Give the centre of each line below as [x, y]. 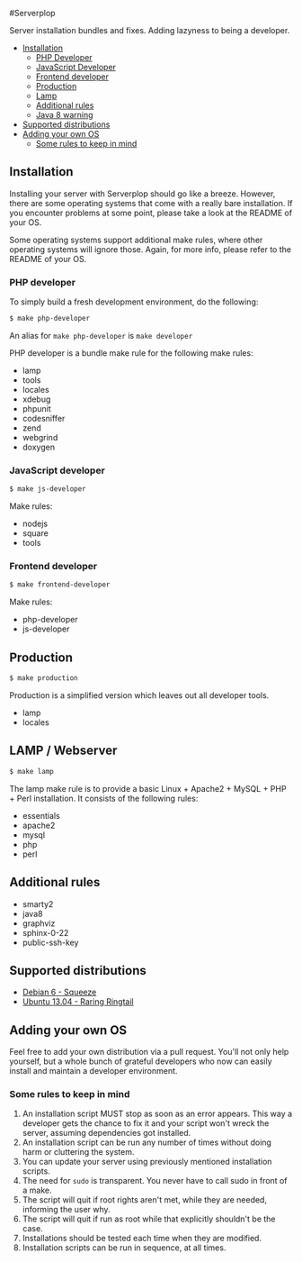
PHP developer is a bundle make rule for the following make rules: [131, 353]
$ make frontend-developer [60, 585]
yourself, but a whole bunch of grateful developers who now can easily [141, 1061]
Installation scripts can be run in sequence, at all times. [124, 1248]
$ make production [44, 678]
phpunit [36, 408]
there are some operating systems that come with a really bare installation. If [151, 203]
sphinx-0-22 [45, 932]
